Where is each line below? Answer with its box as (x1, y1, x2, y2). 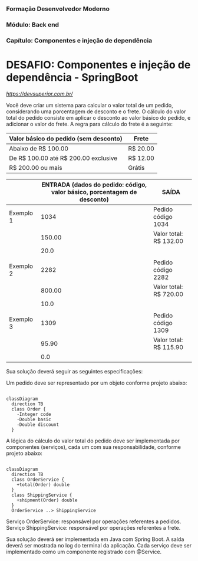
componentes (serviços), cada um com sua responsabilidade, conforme (6, 443, 181, 450)
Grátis (128, 163, 145, 172)
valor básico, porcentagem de (51, 188, 137, 196)
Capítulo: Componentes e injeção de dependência (6, 36, 153, 44)
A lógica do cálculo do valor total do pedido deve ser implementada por (6, 437, 180, 444)
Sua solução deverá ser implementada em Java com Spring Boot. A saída (6, 536, 184, 543)
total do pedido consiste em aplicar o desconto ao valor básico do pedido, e (6, 114, 191, 121)
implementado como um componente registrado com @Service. (6, 548, 162, 555)
